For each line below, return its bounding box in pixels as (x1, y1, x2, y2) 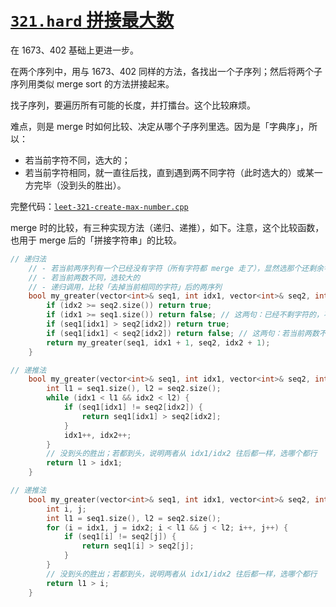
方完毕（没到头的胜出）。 (24, 179, 127, 191)
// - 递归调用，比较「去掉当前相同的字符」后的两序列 (28, 282, 222, 292)
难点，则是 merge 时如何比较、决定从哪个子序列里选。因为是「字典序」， (10, 120, 310, 132)
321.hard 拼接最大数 (10, 9, 175, 32)
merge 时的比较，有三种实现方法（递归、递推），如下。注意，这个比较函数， (10, 221, 325, 233)
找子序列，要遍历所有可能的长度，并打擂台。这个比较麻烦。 (10, 99, 256, 111)
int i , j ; (46, 504, 87, 514)
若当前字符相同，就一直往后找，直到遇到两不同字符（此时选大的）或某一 (24, 166, 323, 178)
